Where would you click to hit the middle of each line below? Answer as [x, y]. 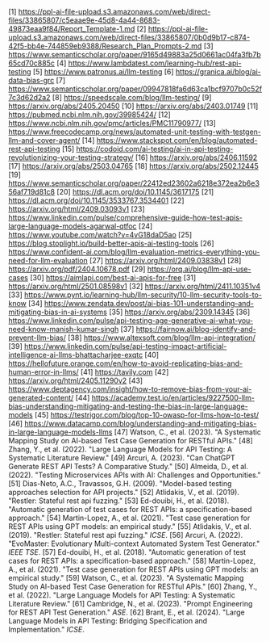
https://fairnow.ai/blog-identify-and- [196, 329]
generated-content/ [41, 398]
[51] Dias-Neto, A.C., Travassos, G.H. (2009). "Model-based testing [120, 483]
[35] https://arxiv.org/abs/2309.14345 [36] [179, 312]
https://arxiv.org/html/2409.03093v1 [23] [77, 209]
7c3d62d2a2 [29, 97]
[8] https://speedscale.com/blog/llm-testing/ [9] [132, 97]
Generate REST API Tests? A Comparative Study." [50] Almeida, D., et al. [128, 466]
